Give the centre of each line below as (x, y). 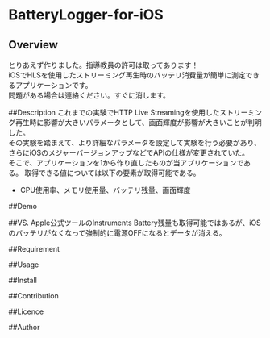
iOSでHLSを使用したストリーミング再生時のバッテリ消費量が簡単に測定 (127, 75)
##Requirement (34, 249)
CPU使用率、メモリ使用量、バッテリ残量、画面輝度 (105, 190)
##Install (23, 280)
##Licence (26, 311)
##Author (24, 327)
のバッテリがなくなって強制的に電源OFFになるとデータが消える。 (118, 233)
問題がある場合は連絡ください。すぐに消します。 (89, 95)
